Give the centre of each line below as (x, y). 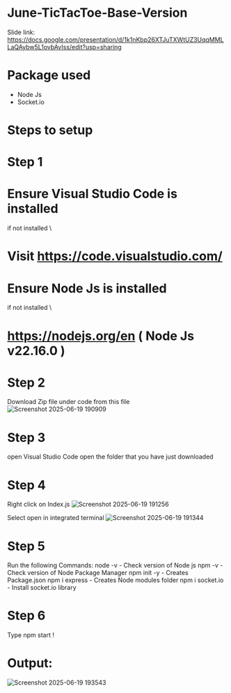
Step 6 (26, 616)
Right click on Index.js (39, 505)
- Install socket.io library (42, 588)
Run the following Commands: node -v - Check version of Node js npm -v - (115, 565)
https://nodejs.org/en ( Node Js (101, 336)
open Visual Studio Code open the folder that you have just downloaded (110, 457)
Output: (30, 663)
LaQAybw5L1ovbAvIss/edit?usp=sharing (64, 47)
